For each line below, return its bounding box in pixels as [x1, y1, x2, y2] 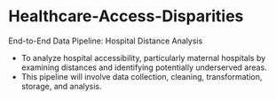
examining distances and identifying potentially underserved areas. [20, 62, 267, 73]
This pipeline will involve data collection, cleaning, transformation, [20, 71, 263, 81]
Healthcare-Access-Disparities [8, 6, 244, 27]
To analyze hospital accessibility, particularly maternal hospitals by [20, 52, 266, 63]
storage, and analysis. [20, 81, 103, 91]
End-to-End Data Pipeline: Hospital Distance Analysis [8, 35, 203, 46]
